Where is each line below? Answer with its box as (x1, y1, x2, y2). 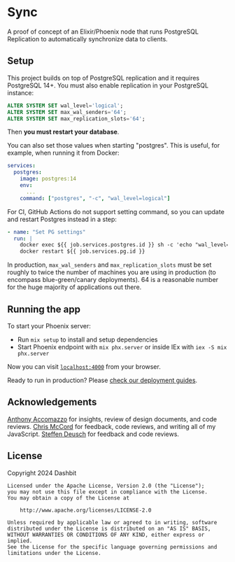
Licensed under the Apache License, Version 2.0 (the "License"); (7, 482, 205, 489)
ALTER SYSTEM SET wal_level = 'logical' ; (7, 102, 124, 109)
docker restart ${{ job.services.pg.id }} (20, 248, 145, 255)
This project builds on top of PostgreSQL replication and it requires (7, 73, 200, 82)
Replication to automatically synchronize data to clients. (7, 34, 168, 43)
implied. (7, 537, 33, 545)
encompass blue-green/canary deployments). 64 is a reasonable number (7, 276, 219, 284)
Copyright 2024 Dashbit (7, 468, 77, 477)
